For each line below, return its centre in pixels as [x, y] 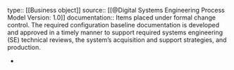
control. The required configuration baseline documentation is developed [113, 25]
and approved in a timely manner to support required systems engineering [115, 32]
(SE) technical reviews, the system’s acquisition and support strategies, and [117, 40]
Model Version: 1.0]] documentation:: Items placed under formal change [112, 17]
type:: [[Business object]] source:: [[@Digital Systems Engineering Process [116, 10]
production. [24, 47]
